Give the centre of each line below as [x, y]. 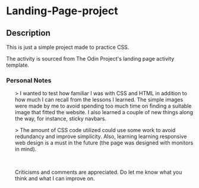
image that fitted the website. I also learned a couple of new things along [104, 112]
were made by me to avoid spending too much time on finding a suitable [103, 106]
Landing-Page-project [62, 11]
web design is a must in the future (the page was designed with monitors [104, 143]
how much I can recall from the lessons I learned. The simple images [99, 100]
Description [28, 33]
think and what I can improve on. [55, 178]
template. [18, 65]
